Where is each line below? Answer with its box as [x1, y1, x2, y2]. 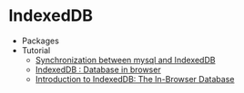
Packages [21, 35, 60, 46]
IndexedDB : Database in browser [35, 64, 161, 75]
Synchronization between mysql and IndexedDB [35, 54, 216, 65]
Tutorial [21, 44, 51, 55]
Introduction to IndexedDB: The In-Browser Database [35, 73, 235, 84]
